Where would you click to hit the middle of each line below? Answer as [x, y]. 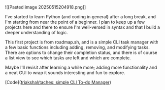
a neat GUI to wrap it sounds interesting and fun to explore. [65, 73]
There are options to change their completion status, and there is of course [81, 52]
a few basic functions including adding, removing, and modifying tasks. [78, 47]
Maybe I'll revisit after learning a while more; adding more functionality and [81, 67]
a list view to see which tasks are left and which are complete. [68, 58]
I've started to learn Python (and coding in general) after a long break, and [81, 17]
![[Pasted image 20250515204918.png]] [46, 7]
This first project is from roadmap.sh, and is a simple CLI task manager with [82, 42]
